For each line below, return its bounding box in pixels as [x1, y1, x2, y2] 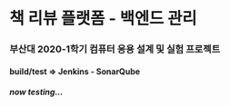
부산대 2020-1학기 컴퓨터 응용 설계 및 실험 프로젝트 [9, 43, 221, 55]
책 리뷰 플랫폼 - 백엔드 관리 [9, 8, 197, 29]
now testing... [9, 87, 64, 98]
